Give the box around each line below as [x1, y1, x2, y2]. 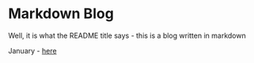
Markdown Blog [8, 5, 115, 23]
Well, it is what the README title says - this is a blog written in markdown [8, 31, 247, 40]
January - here [8, 46, 57, 55]
